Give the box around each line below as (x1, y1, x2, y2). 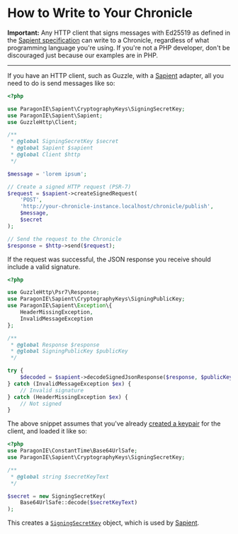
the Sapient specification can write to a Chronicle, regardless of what (7, 35, 210, 44)
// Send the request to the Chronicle (7, 235, 122, 242)
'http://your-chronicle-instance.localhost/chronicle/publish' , (20, 203, 214, 210)
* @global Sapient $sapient (10, 144, 93, 152)
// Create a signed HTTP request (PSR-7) (7, 183, 132, 191)
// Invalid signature (20, 387, 84, 394)
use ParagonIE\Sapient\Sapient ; (7, 112, 103, 119)
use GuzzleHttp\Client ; (7, 118, 78, 125)
